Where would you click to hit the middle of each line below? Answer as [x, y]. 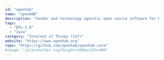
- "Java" [18, 32]
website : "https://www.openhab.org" [42, 41]
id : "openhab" [20, 9]
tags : [10, 23]
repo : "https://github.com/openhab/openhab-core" [57, 45]
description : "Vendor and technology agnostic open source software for [81, 18]
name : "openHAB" [21, 14]
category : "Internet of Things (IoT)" [44, 37]
